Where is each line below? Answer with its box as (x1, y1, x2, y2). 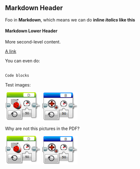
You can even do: (5, 58, 40, 64)
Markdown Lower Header (5, 28, 58, 34)
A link (5, 48, 17, 54)
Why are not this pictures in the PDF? (5, 126, 80, 131)
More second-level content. (5, 39, 61, 45)
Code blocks (5, 73, 29, 78)
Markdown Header (5, 4, 63, 12)
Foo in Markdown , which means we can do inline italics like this (5, 17, 136, 22)
